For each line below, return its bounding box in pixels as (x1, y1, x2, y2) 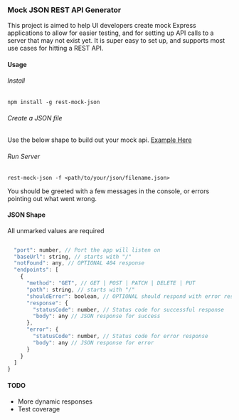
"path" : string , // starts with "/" (26, 286, 135, 293)
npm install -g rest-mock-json (7, 98, 100, 106)
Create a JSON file (7, 113, 63, 122)
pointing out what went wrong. (7, 194, 97, 203)
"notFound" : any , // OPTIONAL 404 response (14, 260, 144, 267)
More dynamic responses (17, 397, 92, 406)
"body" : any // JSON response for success (33, 312, 161, 320)
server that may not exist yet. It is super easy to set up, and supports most (7, 36, 225, 45)
